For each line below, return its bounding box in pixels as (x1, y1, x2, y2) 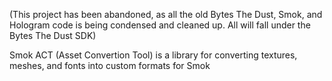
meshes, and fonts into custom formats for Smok (9, 60, 211, 71)
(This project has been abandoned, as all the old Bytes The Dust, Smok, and (9, 9, 323, 20)
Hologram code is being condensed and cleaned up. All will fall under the (9, 19, 311, 31)
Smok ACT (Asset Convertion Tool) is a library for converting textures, (9, 49, 298, 61)
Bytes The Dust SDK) (9, 30, 97, 41)
